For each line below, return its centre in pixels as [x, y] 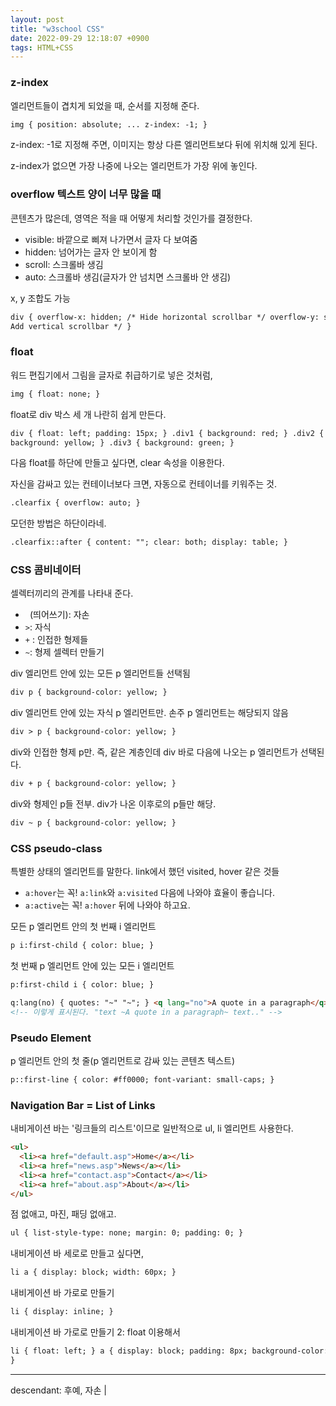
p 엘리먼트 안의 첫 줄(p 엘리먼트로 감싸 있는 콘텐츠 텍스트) [123, 1061]
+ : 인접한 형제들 [56, 640]
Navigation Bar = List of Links [83, 1105]
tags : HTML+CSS [42, 47]
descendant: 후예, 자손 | [58, 1390]
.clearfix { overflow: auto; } [75, 503]
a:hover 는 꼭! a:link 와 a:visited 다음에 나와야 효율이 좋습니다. [150, 893]
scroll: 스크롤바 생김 [64, 264]
